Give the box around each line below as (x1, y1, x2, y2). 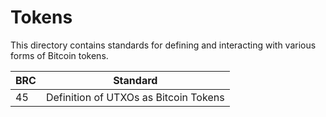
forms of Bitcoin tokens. (10, 49, 109, 61)
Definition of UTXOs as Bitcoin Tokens (45, 90, 225, 104)
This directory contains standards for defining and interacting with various (10, 39, 317, 51)
